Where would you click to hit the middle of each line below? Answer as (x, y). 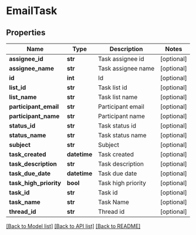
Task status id (117, 126)
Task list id (112, 88)
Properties (26, 33)
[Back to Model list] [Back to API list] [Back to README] (73, 226)
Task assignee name (126, 68)
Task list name (118, 97)
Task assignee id (121, 59)
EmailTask (32, 11)
